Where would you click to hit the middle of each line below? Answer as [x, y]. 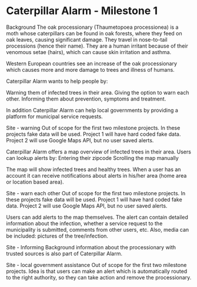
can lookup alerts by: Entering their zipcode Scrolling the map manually [93, 158]
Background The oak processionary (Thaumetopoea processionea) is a [92, 27]
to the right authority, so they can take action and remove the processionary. [99, 277]
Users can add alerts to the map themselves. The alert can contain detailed [97, 217]
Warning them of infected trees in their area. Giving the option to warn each [98, 92]
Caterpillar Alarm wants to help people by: [57, 81]
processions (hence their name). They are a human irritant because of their [97, 46]
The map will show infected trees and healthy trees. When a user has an [94, 169]
